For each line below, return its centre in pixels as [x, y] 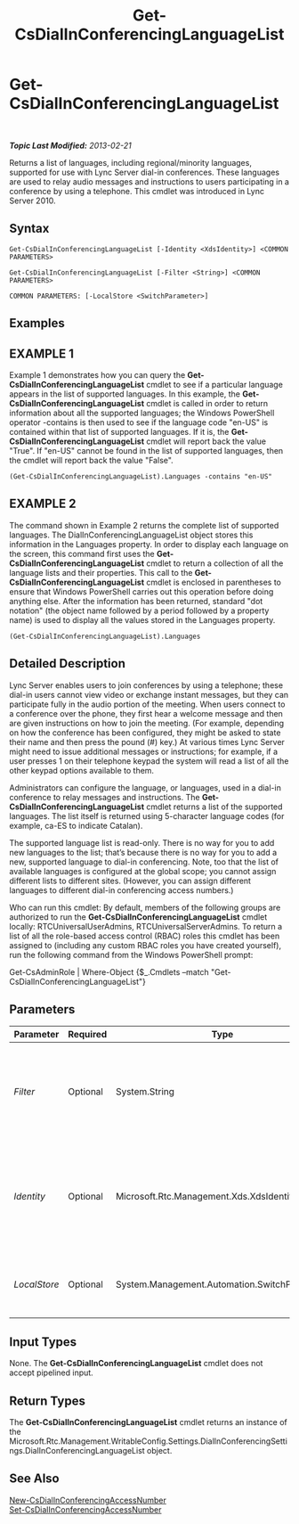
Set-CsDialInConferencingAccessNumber [85, 1509]
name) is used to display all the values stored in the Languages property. [142, 619]
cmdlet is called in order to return [207, 403]
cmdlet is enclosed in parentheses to [214, 582]
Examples [37, 323]
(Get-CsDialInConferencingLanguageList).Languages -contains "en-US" [141, 476]
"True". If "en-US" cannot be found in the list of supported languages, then [146, 450]
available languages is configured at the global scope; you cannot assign [143, 871]
